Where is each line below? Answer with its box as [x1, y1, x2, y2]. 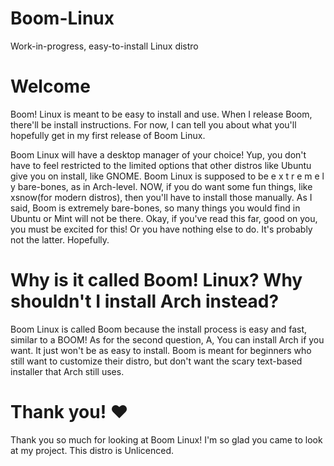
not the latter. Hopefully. [10, 233, 110, 246]
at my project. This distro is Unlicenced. [10, 444, 175, 456]
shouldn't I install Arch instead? [10, 290, 280, 313]
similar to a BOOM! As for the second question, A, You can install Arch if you [10, 333, 325, 346]
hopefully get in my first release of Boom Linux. [10, 129, 206, 141]
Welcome [10, 75, 91, 98]
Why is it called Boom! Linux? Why [10, 269, 303, 292]
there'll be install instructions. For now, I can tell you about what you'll [10, 118, 297, 131]
